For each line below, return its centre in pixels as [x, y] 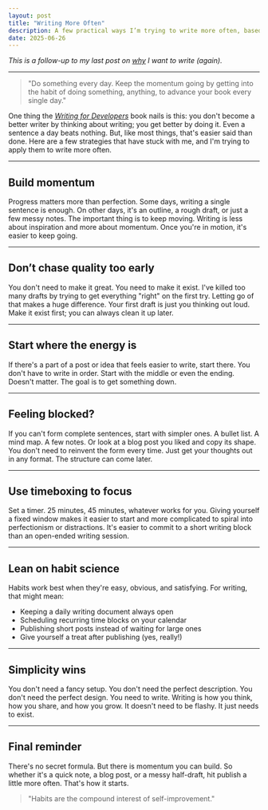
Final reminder [45, 747]
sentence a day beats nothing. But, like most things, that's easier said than [130, 133]
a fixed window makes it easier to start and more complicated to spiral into [131, 519]
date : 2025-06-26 [37, 38]
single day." [47, 101]
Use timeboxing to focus [70, 491]
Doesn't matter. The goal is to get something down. [93, 381]
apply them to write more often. [60, 150]
